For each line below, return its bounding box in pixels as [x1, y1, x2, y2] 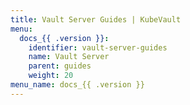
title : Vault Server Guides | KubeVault [10, 14, 182, 25]
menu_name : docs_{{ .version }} [10, 80, 145, 90]
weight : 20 [28, 71, 74, 81]
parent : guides [28, 61, 92, 71]
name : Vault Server [28, 52, 110, 62]
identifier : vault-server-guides [28, 42, 168, 53]
